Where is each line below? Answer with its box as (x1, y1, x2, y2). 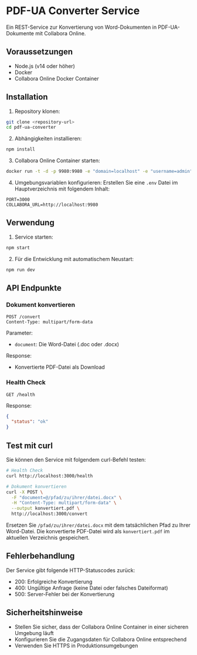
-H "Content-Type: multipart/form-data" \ (11, 500, 117, 506)
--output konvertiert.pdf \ (11, 506, 80, 512)
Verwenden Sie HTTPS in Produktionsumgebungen (14, 642, 138, 649)
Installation (6, 92, 48, 102)
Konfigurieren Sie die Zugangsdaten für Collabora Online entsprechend (14, 636, 187, 643)
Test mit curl (6, 440, 53, 450)
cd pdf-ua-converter (6, 125, 57, 131)
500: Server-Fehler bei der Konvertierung (14, 590, 115, 597)
